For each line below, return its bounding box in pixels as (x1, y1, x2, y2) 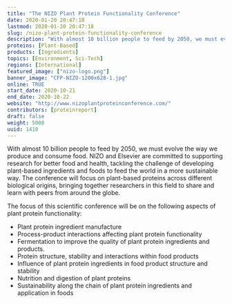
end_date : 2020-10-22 (7, 94, 70, 101)
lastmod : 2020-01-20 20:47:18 (7, 23, 95, 30)
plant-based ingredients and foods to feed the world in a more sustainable (7, 167, 218, 175)
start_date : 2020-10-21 (7, 87, 76, 94)
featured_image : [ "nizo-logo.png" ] (7, 68, 110, 75)
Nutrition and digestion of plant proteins (17, 274, 131, 283)
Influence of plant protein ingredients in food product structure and (17, 260, 209, 268)
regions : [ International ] (7, 61, 81, 68)
